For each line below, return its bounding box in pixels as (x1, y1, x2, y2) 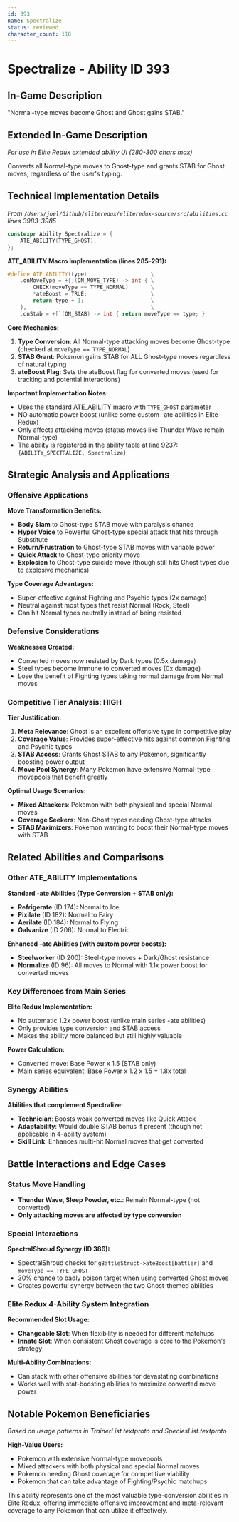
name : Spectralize (7, 17, 62, 24)
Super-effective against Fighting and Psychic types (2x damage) (17, 593, 207, 602)
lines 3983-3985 (7, 216, 57, 225)
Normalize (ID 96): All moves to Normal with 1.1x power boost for (17, 961, 208, 969)
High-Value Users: (7, 1441, 63, 1449)
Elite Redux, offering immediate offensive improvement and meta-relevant (7, 1498, 224, 1507)
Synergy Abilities (7, 1084, 68, 1094)
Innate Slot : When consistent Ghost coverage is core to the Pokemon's (17, 1336, 226, 1346)
